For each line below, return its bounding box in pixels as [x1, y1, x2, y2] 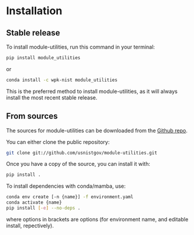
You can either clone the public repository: [6, 138, 110, 146]
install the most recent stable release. [6, 94, 98, 101]
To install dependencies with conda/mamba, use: [6, 182, 126, 190]
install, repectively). [6, 222, 54, 229]
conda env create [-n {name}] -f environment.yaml [6, 194, 134, 200]
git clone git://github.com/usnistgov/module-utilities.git [6, 150, 158, 156]
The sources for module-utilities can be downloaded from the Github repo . [6, 127, 188, 134]
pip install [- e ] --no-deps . [6, 205, 81, 211]
